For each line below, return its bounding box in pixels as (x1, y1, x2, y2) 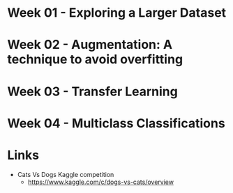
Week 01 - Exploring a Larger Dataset (7, 5, 227, 21)
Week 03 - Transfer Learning (7, 84, 178, 99)
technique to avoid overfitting (7, 52, 183, 68)
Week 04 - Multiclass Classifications (7, 115, 225, 131)
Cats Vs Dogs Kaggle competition (17, 170, 114, 178)
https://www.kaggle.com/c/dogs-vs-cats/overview (27, 178, 174, 186)
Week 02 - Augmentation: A (7, 37, 173, 53)
